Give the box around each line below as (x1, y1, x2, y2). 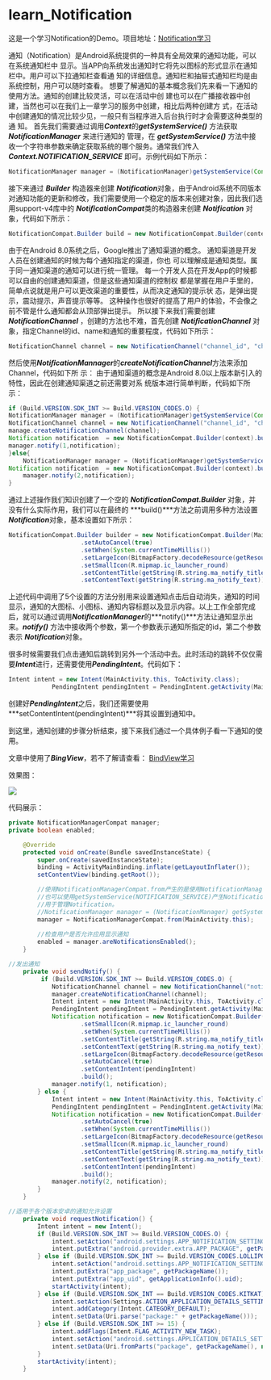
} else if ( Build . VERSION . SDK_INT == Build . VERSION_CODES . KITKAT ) (37, 1290, 265, 1298)
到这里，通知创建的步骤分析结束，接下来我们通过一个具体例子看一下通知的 (8, 726, 256, 736)
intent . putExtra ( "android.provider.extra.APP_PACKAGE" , (51, 1245, 244, 1253)
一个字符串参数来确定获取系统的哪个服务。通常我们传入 (15, 141, 199, 151)
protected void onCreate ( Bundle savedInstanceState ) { (23, 848, 211, 857)
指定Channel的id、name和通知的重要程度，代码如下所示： (22, 325, 216, 336)
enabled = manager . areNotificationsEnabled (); (37, 938, 197, 946)
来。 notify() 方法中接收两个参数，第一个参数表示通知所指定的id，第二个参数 (8, 622, 261, 631)
